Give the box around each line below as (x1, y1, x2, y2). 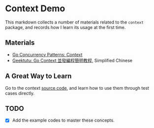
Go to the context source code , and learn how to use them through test (5, 85, 149, 91)
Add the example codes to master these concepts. (12, 117, 115, 123)
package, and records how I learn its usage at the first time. (5, 24, 126, 30)
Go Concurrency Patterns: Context (12, 51, 83, 57)
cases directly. (5, 90, 35, 96)
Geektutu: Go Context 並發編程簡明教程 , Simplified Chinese (12, 57, 133, 63)
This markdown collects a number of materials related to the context (5, 19, 144, 25)
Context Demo (5, 3, 65, 14)
